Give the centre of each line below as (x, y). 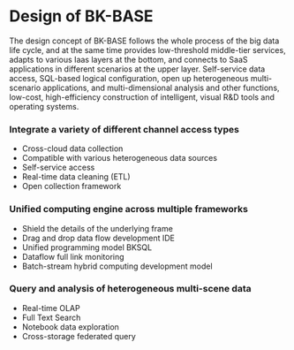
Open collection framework (72, 186)
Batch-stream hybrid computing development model (117, 266)
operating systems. (44, 106)
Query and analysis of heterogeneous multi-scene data (130, 289)
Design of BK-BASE (81, 16)
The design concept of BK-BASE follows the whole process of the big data (144, 41)
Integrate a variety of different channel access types (124, 129)
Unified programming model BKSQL (87, 247)
